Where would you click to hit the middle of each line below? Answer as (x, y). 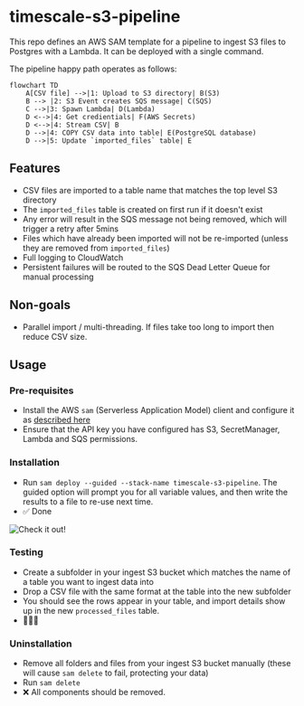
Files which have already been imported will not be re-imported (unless (155, 238)
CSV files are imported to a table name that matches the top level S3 (150, 190)
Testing (26, 552)
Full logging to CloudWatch (73, 257)
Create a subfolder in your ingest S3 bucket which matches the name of (157, 572)
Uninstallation (41, 644)
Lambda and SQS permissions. (80, 439)
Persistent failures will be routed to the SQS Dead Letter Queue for (146, 267)
